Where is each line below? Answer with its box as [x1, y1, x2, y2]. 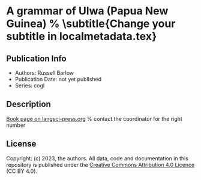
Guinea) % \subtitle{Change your [6, 17, 176, 30]
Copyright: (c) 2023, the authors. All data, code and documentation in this [6, 154, 189, 162]
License [6, 139, 37, 149]
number [6, 121, 26, 129]
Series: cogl [14, 82, 45, 89]
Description [6, 99, 51, 109]
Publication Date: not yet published [14, 76, 102, 83]
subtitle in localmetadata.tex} [6, 30, 157, 43]
